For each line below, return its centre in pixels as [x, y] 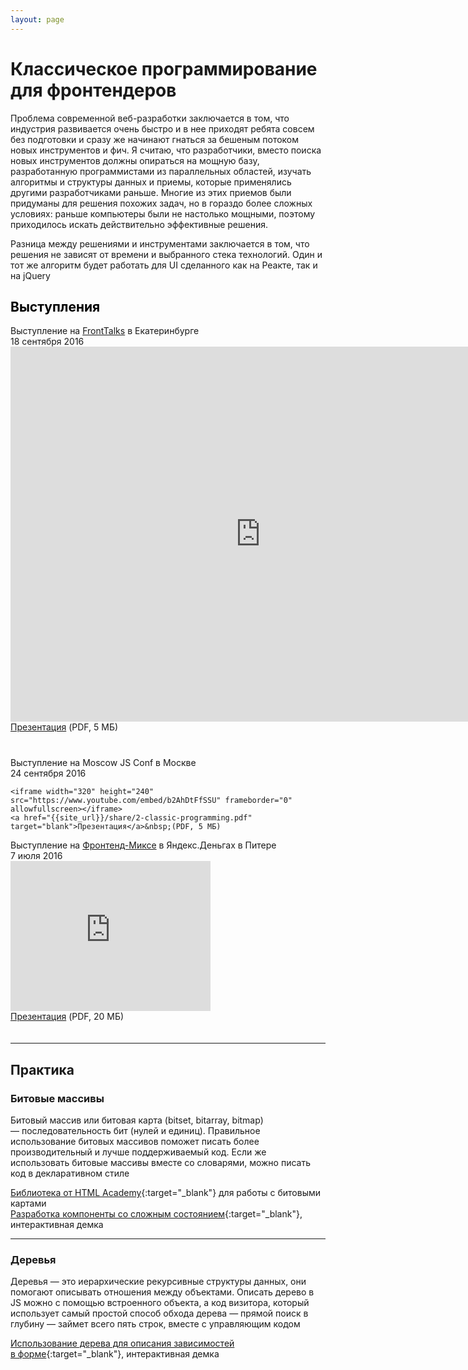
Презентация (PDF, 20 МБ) [67, 1017]
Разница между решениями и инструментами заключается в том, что [160, 243]
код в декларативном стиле [70, 1173]
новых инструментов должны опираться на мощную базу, [135, 160]
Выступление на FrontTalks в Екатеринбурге [105, 331]
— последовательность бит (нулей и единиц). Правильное [135, 1131]
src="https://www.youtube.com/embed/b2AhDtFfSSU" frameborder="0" [151, 801]
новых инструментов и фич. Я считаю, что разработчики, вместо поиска [166, 150]
